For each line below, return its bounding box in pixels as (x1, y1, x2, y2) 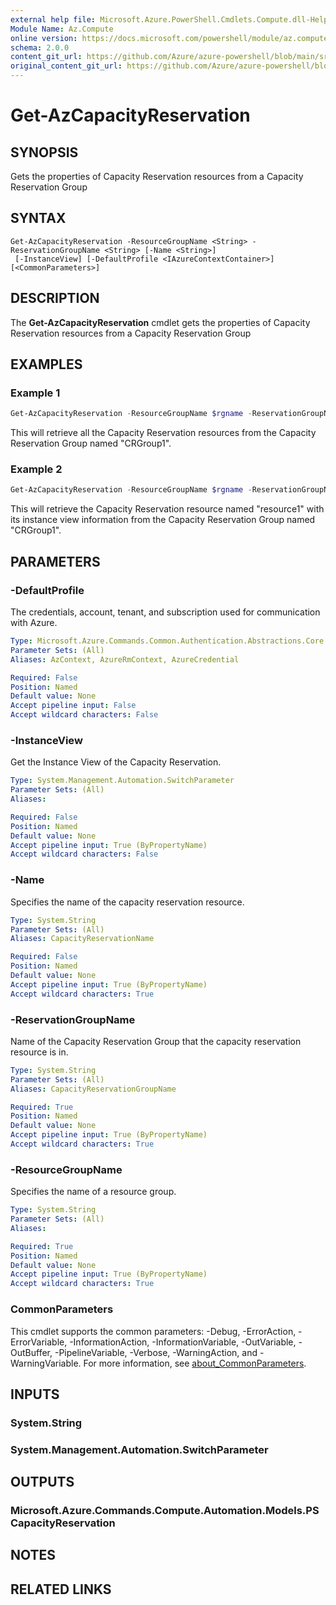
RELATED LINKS (10, 1581, 112, 1598)
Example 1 (10, 386, 61, 400)
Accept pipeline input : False (10, 701, 137, 711)
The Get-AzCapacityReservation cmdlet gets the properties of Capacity (10, 316, 311, 328)
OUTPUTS (10, 1474, 75, 1491)
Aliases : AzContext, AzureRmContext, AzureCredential (10, 654, 240, 665)
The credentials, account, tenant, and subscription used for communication (10, 606, 321, 618)
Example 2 (10, 462, 63, 476)
